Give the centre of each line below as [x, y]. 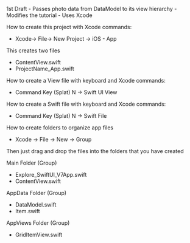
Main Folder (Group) [32, 163]
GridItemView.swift [39, 234]
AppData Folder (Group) [37, 193]
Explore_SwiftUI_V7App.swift [51, 175]
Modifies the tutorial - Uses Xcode [49, 15]
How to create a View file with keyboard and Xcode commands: [86, 80]
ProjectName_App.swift [44, 69]
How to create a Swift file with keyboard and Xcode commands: [86, 104]
